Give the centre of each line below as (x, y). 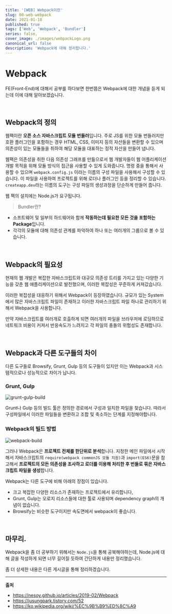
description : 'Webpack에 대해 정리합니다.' (48, 48)
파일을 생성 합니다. (37, 470)
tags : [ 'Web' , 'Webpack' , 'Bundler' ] (46, 29)
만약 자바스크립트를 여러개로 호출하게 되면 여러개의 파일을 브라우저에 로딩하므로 (85, 319)
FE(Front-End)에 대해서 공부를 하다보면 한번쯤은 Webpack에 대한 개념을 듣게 (83, 88)
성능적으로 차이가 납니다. (52, 373)
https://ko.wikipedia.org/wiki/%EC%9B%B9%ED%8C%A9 (74, 606)
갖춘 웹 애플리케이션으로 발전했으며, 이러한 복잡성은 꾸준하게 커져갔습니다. (89, 284)
